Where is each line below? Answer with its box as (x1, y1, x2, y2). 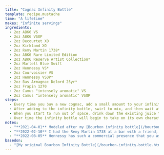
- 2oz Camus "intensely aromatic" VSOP (9, 93, 91, 98)
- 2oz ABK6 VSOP (9, 34, 42, 39)
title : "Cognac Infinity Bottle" (5, 7, 73, 12)
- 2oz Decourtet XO (9, 39, 49, 44)
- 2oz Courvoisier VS (9, 70, 54, 75)
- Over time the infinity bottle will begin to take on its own (9, 115, 143, 121)
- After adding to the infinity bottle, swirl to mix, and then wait (9, 106, 154, 112)
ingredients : (5, 25, 32, 30)
